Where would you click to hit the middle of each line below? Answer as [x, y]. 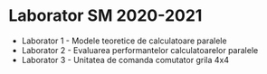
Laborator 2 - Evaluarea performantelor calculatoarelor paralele [140, 50]
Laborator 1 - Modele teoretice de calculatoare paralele [124, 41]
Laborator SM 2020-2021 [105, 16]
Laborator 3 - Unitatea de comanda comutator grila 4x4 [125, 60]
